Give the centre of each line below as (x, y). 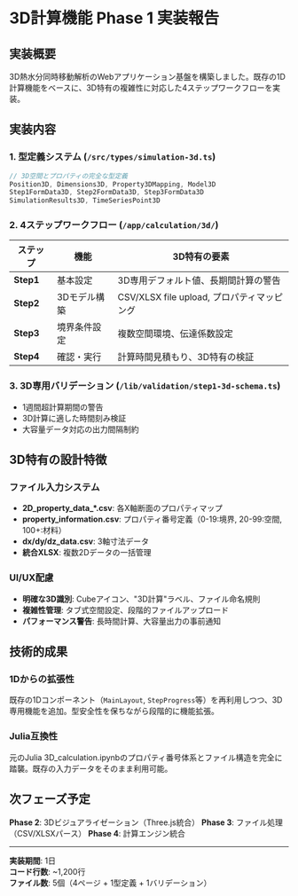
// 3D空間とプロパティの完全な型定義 (69, 176)
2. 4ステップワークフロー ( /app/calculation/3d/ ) (114, 225)
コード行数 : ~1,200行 (47, 871)
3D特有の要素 (201, 256)
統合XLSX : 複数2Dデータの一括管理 (87, 553)
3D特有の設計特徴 (58, 460)
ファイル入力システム (55, 487)
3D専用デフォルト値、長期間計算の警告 (199, 280)
